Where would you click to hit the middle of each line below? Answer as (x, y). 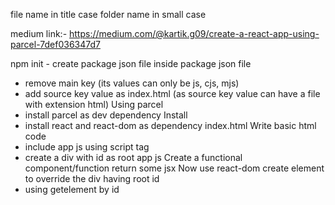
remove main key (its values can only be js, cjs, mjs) (132, 83)
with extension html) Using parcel (94, 104)
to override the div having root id (92, 178)
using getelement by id (72, 189)
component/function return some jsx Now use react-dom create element (174, 168)
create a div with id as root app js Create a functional (133, 157)
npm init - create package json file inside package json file (131, 63)
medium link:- (39, 33)
